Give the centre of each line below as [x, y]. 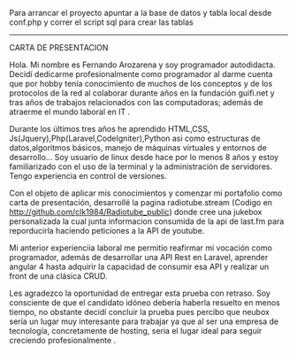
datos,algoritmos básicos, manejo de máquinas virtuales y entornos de [138, 148]
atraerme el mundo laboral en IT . [70, 112]
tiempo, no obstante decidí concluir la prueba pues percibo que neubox [139, 312]
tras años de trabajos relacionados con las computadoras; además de [136, 102]
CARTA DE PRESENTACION [59, 47]
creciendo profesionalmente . [63, 340]
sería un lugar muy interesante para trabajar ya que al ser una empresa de [144, 321]
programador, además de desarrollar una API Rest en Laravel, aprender [139, 257]
